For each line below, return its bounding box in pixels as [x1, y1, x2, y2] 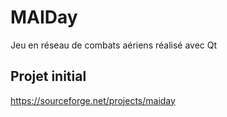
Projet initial [10, 68, 87, 85]
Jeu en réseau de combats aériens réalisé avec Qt [10, 39, 218, 51]
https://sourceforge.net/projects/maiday [10, 94, 176, 106]
